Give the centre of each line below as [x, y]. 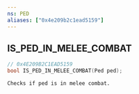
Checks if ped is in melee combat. [59, 84]
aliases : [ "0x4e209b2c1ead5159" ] [56, 20]
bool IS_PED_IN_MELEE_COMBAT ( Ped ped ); [65, 71]
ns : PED [18, 14]
